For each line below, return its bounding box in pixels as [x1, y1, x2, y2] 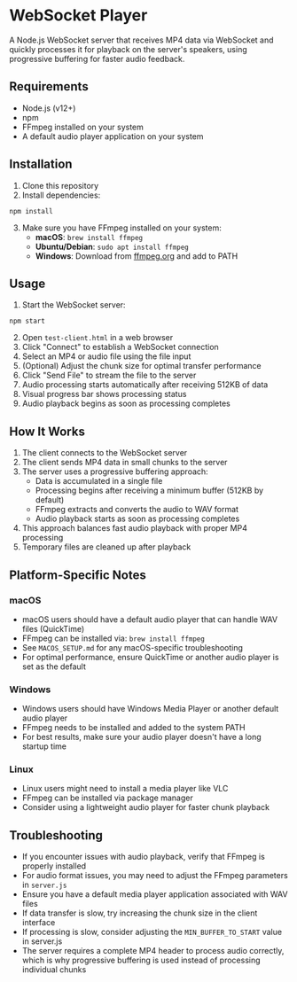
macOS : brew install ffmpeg [35, 231, 144, 242]
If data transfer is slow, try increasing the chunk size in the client [21, 908, 258, 918]
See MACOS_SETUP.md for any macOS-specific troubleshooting [21, 642, 244, 652]
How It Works [9, 424, 86, 439]
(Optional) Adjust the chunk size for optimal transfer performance [21, 361, 262, 371]
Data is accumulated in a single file [35, 476, 163, 487]
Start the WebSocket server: [21, 300, 126, 310]
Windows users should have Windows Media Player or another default [21, 704, 279, 714]
